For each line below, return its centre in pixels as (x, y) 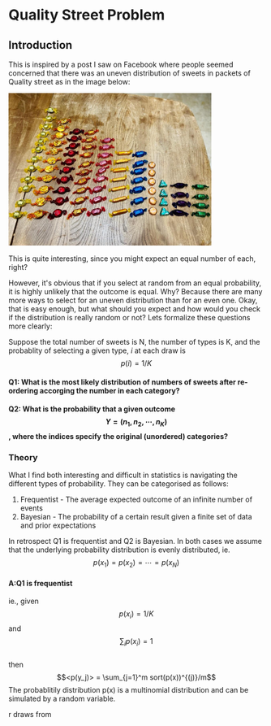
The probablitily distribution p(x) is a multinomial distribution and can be (129, 689)
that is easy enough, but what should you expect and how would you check (135, 309)
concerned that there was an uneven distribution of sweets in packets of (130, 73)
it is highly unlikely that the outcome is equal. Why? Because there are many (135, 291)
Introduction (41, 45)
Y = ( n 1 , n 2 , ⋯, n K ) (136, 423)
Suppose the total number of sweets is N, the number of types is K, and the (134, 342)
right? (18, 267)
